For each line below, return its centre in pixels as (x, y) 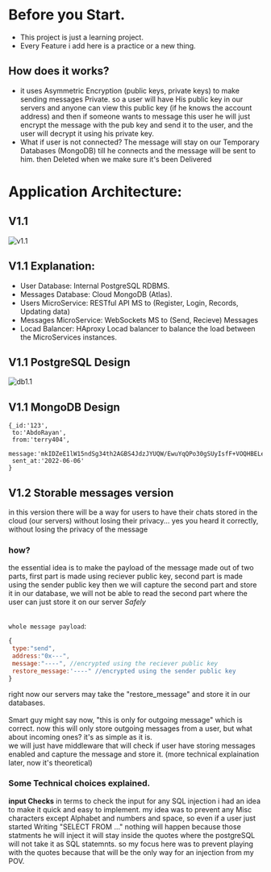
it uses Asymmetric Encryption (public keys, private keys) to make (130, 90)
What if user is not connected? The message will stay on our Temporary (140, 142)
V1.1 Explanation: (52, 267)
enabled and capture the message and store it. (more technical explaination (134, 754)
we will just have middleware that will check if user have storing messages (132, 745)
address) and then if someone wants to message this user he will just (135, 116)
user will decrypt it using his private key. (87, 133)
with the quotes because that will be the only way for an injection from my (131, 852)
